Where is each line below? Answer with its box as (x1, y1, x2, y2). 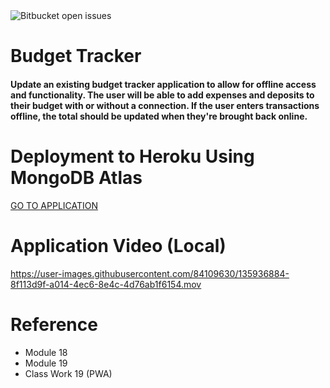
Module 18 (24, 346, 68, 358)
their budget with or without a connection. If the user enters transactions (10, 99, 320, 111)
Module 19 (24, 357, 68, 369)
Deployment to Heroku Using (10, 145, 255, 168)
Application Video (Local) (10, 234, 227, 257)
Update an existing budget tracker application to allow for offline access (10, 78, 317, 90)
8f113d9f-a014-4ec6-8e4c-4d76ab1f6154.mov (10, 278, 202, 290)
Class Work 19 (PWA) (24, 367, 113, 379)
